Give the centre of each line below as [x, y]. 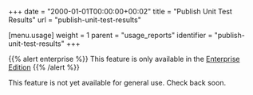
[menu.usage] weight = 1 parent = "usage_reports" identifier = [111, 35]
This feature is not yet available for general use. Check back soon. [117, 83]
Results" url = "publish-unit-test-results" [75, 20]
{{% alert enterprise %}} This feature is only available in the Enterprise [124, 59]
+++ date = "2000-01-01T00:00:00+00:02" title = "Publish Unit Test [121, 11]
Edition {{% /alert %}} [44, 67]
